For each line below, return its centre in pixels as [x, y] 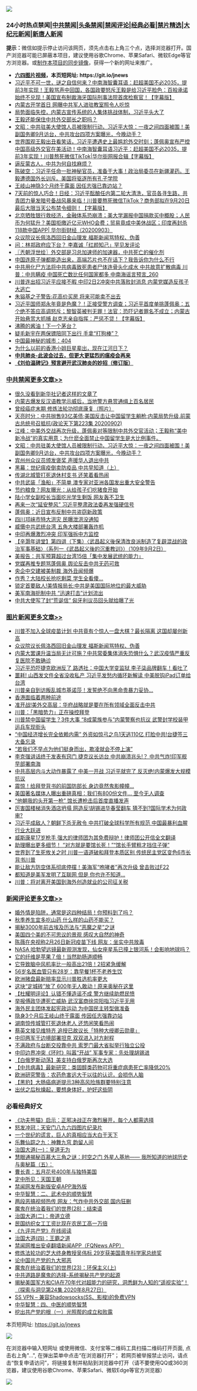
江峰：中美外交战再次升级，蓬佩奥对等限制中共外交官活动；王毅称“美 [98, 430]
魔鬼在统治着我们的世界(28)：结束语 [59, 1209]
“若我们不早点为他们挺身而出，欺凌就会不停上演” [74, 749]
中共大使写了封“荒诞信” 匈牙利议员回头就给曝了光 [74, 600]
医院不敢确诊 [35, 660]
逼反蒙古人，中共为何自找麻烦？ [53, 164]
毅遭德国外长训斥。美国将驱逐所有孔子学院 [66, 179]
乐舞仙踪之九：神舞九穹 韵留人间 [54, 1143]
